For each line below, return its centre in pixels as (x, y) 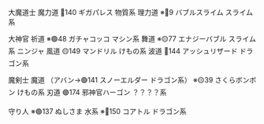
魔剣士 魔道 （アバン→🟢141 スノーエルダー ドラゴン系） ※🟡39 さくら (122, 80)
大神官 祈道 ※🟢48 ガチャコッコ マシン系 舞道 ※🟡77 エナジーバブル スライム (132, 39)
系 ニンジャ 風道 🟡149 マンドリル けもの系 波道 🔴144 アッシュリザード (123, 51)
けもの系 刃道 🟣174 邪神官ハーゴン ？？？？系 (92, 92)
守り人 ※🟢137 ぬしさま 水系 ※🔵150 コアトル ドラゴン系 (97, 111)
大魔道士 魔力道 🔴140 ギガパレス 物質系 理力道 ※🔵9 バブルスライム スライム (131, 12)
